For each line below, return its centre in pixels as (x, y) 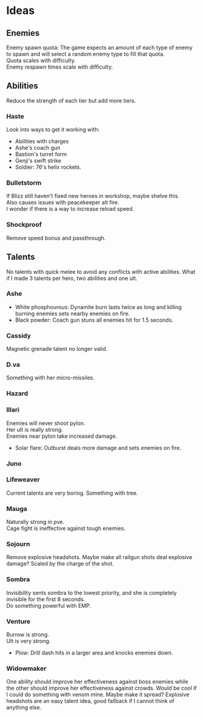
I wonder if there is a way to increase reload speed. (70, 209)
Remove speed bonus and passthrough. (56, 238)
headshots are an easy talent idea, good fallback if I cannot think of (90, 701)
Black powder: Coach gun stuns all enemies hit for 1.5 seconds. (94, 320)
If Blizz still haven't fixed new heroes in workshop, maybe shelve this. (93, 196)
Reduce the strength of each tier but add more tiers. (71, 100)
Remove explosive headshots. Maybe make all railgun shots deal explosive (99, 557)
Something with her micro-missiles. (51, 378)
